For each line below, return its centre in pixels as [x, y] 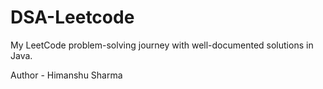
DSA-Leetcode [72, 17]
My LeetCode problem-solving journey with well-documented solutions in [162, 45]
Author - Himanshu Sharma [66, 75]
